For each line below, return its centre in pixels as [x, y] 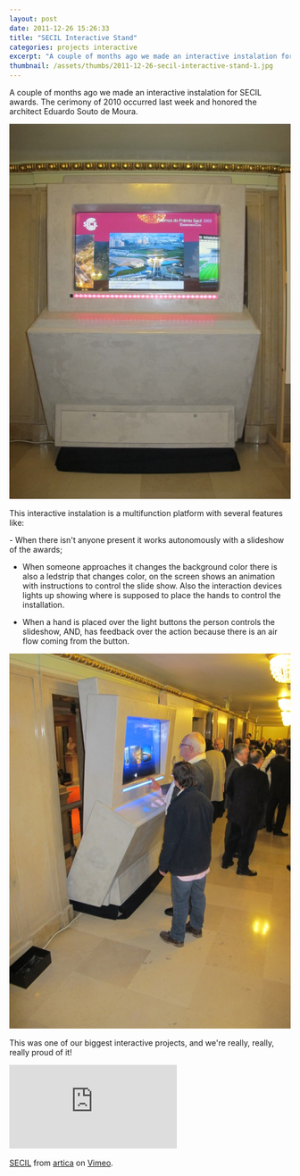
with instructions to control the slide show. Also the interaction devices [152, 586]
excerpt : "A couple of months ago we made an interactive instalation [143, 57]
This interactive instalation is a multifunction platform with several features [146, 513]
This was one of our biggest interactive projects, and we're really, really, [142, 1043]
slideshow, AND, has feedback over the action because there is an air [150, 631]
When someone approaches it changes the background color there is [150, 567]
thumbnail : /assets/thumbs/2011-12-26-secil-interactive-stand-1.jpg [142, 66]
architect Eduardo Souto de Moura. [74, 111]
